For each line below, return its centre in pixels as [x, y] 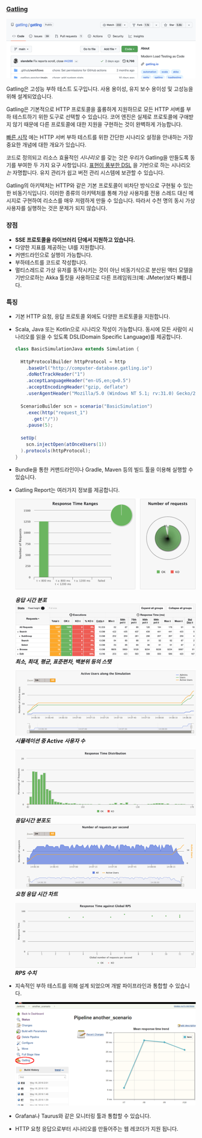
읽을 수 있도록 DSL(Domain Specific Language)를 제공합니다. [109, 336]
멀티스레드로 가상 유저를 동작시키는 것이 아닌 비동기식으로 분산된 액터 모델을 [104, 270]
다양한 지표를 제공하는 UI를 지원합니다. [60, 247]
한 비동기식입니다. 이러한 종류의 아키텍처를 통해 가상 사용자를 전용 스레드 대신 [97, 193]
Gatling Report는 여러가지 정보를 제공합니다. [67, 490]
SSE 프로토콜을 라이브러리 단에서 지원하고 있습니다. [75, 240]
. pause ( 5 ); [40, 425]
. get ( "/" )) [45, 419]
